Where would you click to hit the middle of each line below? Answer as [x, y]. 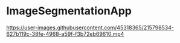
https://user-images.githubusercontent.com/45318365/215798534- [90, 27]
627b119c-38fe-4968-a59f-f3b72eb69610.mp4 [65, 33]
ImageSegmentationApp [69, 11]
